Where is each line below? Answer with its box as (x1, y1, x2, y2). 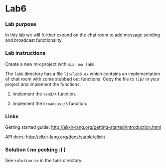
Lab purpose (5, 21, 36, 28)
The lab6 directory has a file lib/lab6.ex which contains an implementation (5, 71, 161, 77)
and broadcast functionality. (5, 37, 63, 43)
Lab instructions (5, 50, 46, 57)
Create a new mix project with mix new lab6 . (5, 61, 96, 67)
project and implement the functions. (5, 81, 81, 87)
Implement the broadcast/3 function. (12, 100, 88, 106)
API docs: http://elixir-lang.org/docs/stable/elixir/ (5, 134, 106, 140)
